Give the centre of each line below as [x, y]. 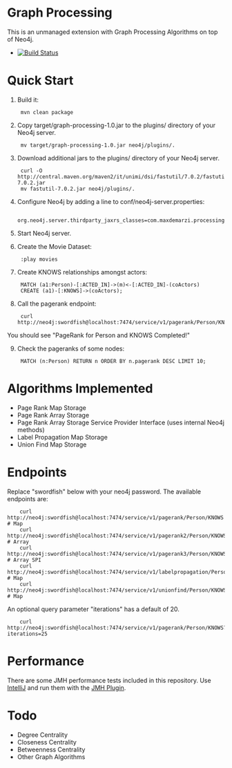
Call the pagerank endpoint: [57, 303]
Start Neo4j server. [44, 233]
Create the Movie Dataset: [54, 246]
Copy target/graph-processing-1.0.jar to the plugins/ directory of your [116, 125]
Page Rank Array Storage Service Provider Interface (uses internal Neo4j [120, 422]
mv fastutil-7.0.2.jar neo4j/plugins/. [78, 189]
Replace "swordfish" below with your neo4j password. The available [104, 491]
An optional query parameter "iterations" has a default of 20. [93, 609]
